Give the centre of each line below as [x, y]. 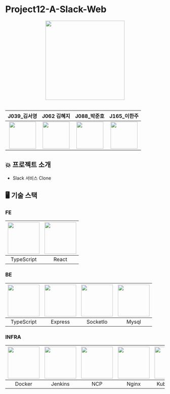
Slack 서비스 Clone [32, 178]
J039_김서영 [23, 116]
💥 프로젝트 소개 [28, 165]
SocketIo [97, 321]
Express [60, 321]
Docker [24, 384]
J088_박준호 [90, 116]
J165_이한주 [124, 116]
